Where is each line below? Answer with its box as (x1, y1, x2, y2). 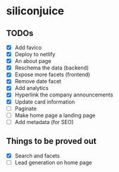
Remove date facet (14, 78, 61, 85)
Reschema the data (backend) (14, 64, 89, 71)
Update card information (14, 98, 76, 105)
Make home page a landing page (14, 111, 96, 119)
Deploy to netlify (14, 51, 55, 58)
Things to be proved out (6, 136, 97, 146)
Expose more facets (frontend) (14, 71, 90, 79)
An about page (14, 58, 52, 65)
